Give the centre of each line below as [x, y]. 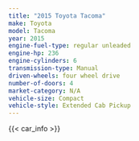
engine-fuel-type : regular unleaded [69, 46]
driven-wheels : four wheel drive [64, 76]
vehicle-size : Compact [46, 98]
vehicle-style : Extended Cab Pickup [69, 106]
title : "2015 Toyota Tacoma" [57, 16]
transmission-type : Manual [53, 68]
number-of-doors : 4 [41, 83]
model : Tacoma [32, 31]
